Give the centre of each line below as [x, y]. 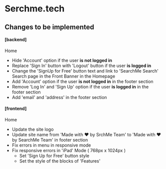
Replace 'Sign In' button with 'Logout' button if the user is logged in [82, 66]
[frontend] [16, 109]
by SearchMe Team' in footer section [50, 140]
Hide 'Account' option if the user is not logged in [62, 60]
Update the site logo [33, 129]
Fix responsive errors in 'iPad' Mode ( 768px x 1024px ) [69, 150]
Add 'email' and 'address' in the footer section [59, 97]
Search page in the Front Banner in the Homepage [64, 76]
